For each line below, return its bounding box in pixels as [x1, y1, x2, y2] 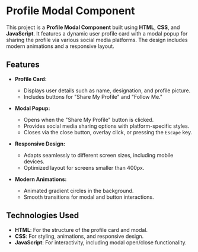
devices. [23, 158, 44, 165]
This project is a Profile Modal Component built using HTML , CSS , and [6, 24, 180, 31]
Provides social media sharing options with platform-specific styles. [23, 122, 190, 130]
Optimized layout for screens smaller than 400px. [23, 164, 145, 171]
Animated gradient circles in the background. [23, 187, 134, 194]
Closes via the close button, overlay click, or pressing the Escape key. [23, 128, 193, 135]
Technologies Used [6, 211, 79, 221]
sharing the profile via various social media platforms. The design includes [6, 36, 188, 43]
